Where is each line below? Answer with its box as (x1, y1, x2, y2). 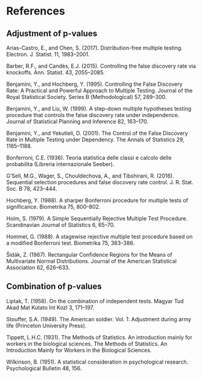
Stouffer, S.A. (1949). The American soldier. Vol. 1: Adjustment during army (6, 315, 192, 322)
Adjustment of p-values (6, 28, 98, 39)
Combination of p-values (6, 281, 102, 292)
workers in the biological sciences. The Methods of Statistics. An (6, 340, 168, 347)
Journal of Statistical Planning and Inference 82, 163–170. (6, 118, 149, 125)
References (6, 4, 65, 18)
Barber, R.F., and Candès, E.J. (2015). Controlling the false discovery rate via (6, 62, 196, 69)
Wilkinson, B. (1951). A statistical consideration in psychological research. (6, 358, 189, 365)
